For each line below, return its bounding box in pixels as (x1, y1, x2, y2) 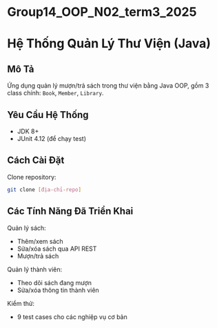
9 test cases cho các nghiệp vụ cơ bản (17, 312, 127, 321)
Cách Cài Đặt (7, 155, 65, 166)
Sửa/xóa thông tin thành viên (17, 286, 100, 294)
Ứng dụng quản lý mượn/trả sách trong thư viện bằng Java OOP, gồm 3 (7, 81, 209, 90)
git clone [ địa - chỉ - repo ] (7, 186, 81, 193)
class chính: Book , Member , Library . (7, 89, 104, 97)
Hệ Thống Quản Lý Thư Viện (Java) (7, 36, 211, 52)
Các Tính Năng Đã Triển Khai (7, 205, 134, 218)
